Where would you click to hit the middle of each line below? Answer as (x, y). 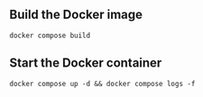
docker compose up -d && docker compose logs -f (102, 84)
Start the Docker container (86, 63)
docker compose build (50, 35)
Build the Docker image (76, 15)
